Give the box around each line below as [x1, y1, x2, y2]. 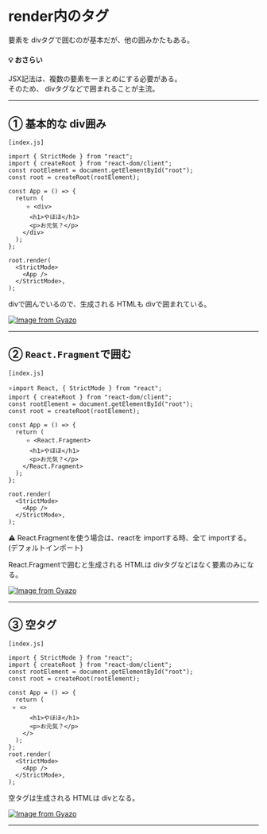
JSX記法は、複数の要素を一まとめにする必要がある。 [8, 74, 182, 84]
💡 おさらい [8, 55, 44, 64]
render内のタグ [8, 7, 110, 25]
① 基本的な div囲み [8, 117, 106, 131]
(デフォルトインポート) [8, 543, 83, 552]
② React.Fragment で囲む [8, 348, 132, 361]
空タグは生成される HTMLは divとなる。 [8, 793, 140, 802]
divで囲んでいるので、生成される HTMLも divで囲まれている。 [8, 299, 211, 309]
